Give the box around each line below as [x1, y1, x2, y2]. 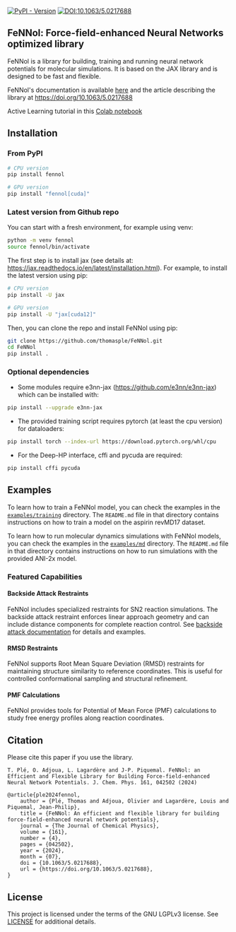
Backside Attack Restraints [7, 589, 89, 598]
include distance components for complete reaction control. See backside [7, 620, 223, 629]
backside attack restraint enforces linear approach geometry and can [7, 613, 210, 621]
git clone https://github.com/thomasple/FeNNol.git [7, 337, 163, 344]
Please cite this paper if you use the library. [7, 753, 134, 762]
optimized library [7, 38, 85, 50]
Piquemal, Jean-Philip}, [7, 804, 81, 811]
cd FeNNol [7, 343, 37, 351]
